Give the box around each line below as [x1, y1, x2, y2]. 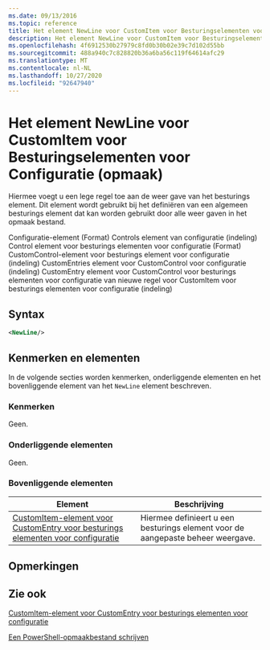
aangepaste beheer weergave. [140, 532, 256, 543]
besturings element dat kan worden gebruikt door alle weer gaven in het [8, 208, 247, 218]
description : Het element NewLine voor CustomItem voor [8, 34, 199, 43]
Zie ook [8, 586, 47, 600]
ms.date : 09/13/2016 [8, 11, 78, 20]
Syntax [8, 307, 45, 321]
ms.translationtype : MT [8, 57, 88, 65]
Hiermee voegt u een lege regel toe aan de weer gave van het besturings [8, 191, 251, 201]
